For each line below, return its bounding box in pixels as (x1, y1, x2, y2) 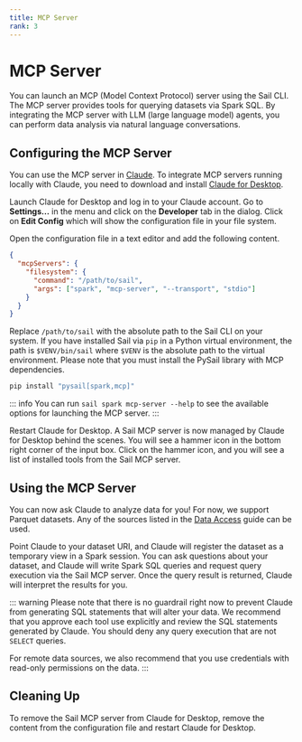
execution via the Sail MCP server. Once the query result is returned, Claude (9, 569, 293, 580)
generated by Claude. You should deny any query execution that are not (9, 625, 277, 636)
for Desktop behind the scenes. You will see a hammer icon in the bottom (9, 435, 281, 446)
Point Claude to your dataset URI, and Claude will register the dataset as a (9, 540, 284, 551)
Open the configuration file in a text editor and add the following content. (9, 233, 280, 244)
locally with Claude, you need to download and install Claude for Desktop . (9, 179, 284, 190)
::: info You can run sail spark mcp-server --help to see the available (9, 399, 269, 409)
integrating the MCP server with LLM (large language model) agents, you (9, 109, 280, 120)
